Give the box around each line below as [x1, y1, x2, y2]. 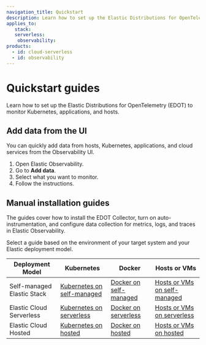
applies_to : [6, 20, 37, 26]
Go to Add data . [15, 167, 56, 174]
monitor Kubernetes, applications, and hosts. [6, 108, 120, 115]
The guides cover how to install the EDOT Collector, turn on [6, 214, 156, 222]
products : [6, 44, 32, 50]
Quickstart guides [6, 81, 100, 95]
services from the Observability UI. [6, 149, 95, 156]
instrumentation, [6, 220, 48, 228]
